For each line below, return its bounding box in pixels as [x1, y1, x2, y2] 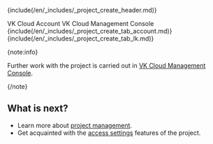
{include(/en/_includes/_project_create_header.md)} [7, 6, 157, 14]
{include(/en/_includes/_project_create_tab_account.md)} [7, 27, 172, 35]
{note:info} [7, 48, 38, 56]
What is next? [7, 103, 68, 115]
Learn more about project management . [17, 121, 133, 129]
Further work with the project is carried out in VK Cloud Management [7, 62, 206, 69]
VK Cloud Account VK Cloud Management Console [7, 20, 154, 27]
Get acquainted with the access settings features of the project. [17, 129, 201, 137]
